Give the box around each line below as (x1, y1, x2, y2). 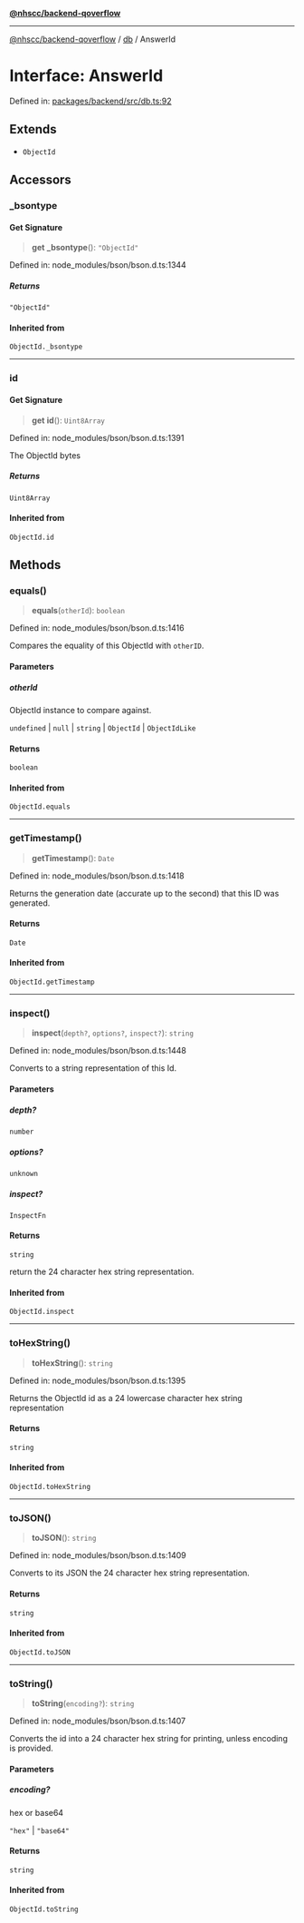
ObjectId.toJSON (9, 1647, 71, 1657)
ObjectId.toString (9, 1905, 79, 1914)
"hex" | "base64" (9, 1824, 70, 1836)
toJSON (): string (31, 1533, 97, 1544)
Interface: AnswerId (9, 65, 164, 86)
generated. (9, 898, 51, 908)
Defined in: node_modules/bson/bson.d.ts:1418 (9, 870, 185, 881)
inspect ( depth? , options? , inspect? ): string (31, 1027, 195, 1038)
